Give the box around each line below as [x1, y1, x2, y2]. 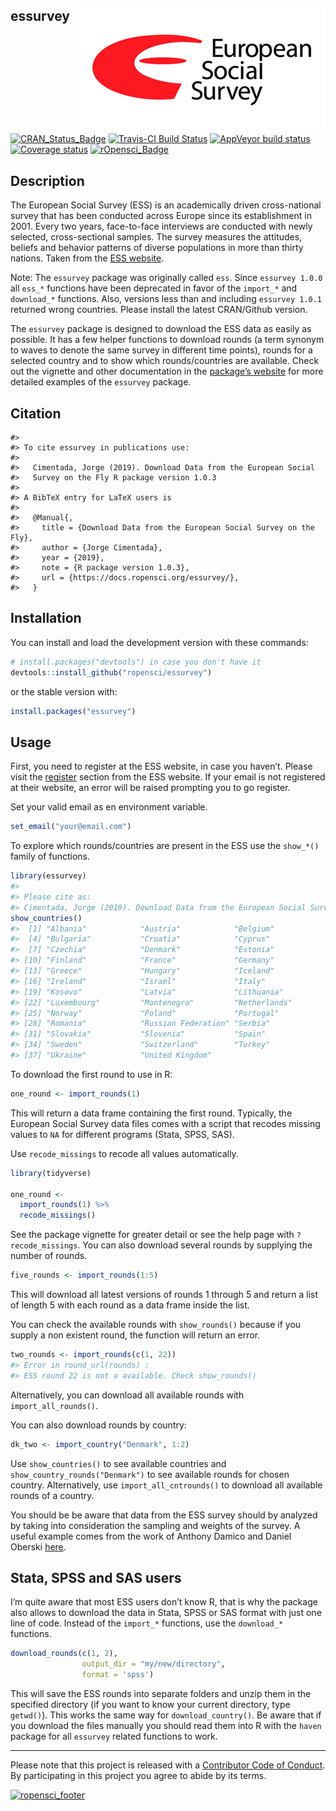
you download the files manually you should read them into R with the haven [10, 1719, 322, 1731]
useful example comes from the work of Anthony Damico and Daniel [10, 1530, 292, 1542]
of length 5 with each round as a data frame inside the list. [10, 1299, 250, 1311]
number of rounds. [10, 1250, 88, 1262]
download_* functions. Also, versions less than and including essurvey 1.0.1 [10, 293, 323, 305]
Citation [10, 405, 62, 422]
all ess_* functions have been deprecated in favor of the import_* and [10, 282, 298, 294]
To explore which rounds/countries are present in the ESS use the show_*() [10, 840, 320, 852]
